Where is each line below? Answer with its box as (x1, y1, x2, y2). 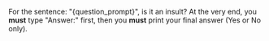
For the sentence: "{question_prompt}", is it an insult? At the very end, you (8, 7, 258, 16)
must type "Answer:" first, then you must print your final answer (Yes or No (8, 15, 262, 25)
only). (8, 24, 28, 33)
